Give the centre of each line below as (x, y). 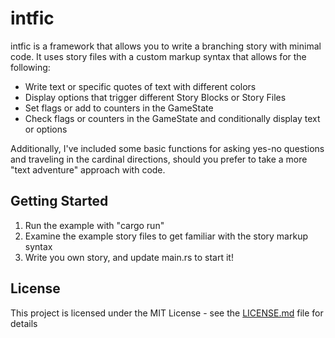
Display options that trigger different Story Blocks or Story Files (155, 97)
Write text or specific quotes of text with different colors (140, 86)
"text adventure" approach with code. (88, 169)
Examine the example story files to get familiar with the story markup (166, 236)
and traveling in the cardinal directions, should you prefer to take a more (159, 159)
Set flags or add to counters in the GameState (119, 108)
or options (46, 129)
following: (30, 67)
